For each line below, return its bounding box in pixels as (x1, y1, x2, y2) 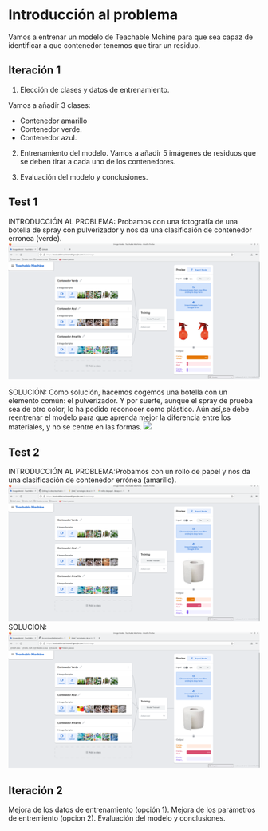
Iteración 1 (8, 64, 61, 77)
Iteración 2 (8, 784, 63, 797)
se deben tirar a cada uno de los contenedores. (19, 156, 176, 166)
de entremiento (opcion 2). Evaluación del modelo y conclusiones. (8, 813, 226, 823)
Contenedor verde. (19, 124, 82, 133)
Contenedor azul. (19, 133, 77, 142)
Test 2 (8, 445, 40, 459)
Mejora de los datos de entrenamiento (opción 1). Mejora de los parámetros (8, 805, 256, 815)
